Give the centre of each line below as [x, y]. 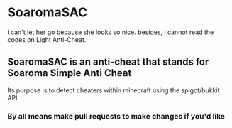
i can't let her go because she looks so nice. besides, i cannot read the [111, 32]
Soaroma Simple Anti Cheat [70, 73]
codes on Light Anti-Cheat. [47, 39]
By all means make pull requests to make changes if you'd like [116, 116]
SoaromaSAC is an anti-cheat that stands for [108, 62]
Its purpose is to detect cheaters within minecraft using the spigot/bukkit [114, 90]
